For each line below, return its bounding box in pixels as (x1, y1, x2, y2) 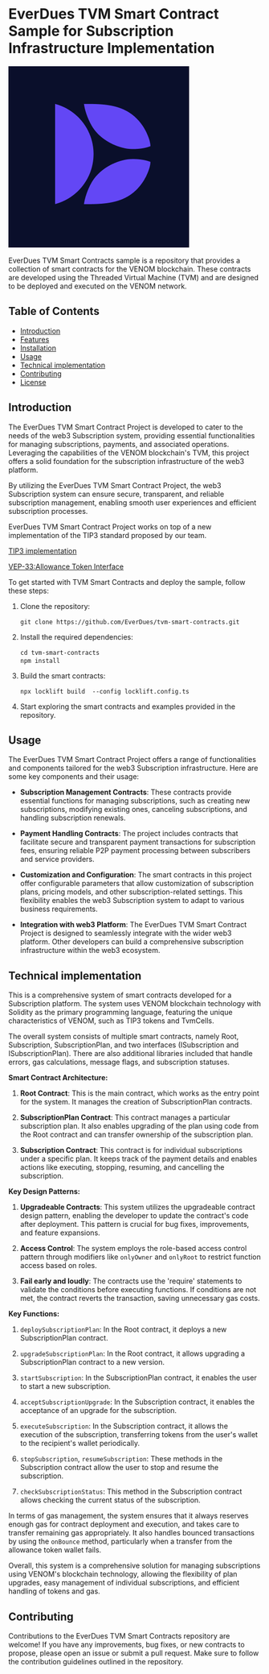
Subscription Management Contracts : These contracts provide (19, 787, 232, 798)
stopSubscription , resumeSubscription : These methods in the (19, 1454, 223, 1464)
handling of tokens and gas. (8, 1586, 100, 1596)
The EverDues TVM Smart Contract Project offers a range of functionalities (8, 755, 257, 764)
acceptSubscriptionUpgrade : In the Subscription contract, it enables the (19, 1397, 255, 1407)
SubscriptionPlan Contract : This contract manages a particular (19, 1113, 230, 1122)
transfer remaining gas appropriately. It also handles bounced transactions (8, 1528, 255, 1538)
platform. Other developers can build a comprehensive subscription (19, 937, 244, 947)
